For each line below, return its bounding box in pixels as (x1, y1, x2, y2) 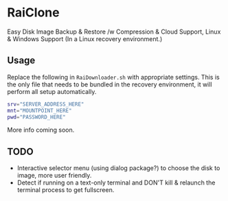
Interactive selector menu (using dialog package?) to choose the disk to (16, 164, 220, 172)
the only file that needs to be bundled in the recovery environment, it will (7, 80, 212, 88)
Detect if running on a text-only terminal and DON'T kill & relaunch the (16, 178, 216, 187)
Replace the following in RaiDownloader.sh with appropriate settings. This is (7, 73, 220, 81)
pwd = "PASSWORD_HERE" (7, 113, 67, 121)
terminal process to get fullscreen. (16, 186, 115, 194)
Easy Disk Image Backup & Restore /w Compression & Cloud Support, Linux (7, 27, 221, 36)
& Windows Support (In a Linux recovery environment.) (7, 34, 163, 43)
